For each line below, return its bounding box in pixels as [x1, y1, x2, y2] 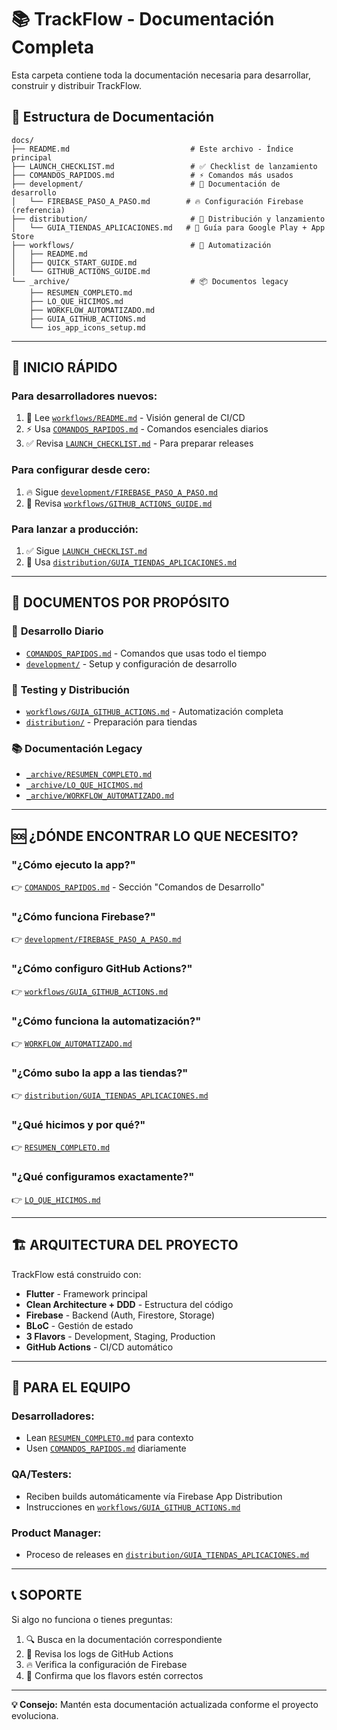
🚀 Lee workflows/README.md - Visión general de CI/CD [25, 412, 246, 424]
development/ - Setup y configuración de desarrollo [25, 657, 238, 670]
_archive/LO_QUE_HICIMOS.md [25, 781, 143, 791]
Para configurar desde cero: [11, 463, 151, 477]
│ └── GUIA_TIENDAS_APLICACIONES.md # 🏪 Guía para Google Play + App [11, 222, 326, 233]
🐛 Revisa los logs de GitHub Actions [25, 1647, 174, 1660]
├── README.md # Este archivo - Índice [11, 144, 294, 154]
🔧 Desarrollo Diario [11, 624, 104, 638]
